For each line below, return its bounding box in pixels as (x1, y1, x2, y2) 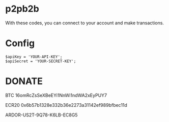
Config (5, 37, 35, 49)
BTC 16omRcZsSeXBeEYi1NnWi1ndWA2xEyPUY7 (5, 92, 107, 98)
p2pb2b (5, 3, 39, 15)
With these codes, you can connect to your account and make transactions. (5, 20, 164, 26)
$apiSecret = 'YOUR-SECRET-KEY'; (5, 59, 76, 64)
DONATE (5, 75, 43, 87)
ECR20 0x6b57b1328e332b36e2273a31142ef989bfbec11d (5, 102, 127, 108)
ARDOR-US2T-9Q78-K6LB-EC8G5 (5, 112, 78, 118)
